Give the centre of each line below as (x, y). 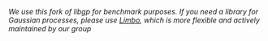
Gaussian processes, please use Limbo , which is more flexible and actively (134, 20)
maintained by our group (50, 29)
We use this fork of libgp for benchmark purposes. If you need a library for (133, 12)
